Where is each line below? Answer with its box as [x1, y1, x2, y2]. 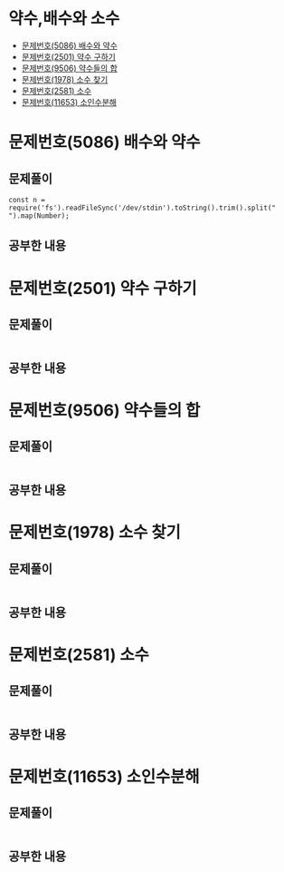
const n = [8, 195, 46, 204]
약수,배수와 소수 [8, 8, 120, 29]
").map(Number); [8, 211, 70, 220]
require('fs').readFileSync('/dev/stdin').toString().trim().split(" [8, 203, 277, 212]
